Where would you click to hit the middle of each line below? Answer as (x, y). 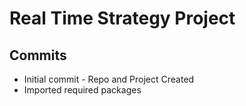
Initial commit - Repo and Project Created (109, 79)
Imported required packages (82, 90)
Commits (38, 55)
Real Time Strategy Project (122, 18)
